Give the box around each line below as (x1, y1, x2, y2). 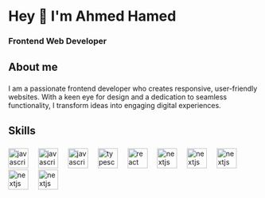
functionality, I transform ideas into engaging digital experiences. (8, 101, 221, 111)
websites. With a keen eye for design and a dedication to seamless (8, 92, 228, 102)
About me (8, 60, 58, 74)
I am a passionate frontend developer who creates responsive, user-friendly (8, 83, 258, 94)
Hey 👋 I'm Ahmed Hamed (8, 7, 177, 25)
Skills (8, 123, 36, 138)
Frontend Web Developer (8, 36, 107, 47)
